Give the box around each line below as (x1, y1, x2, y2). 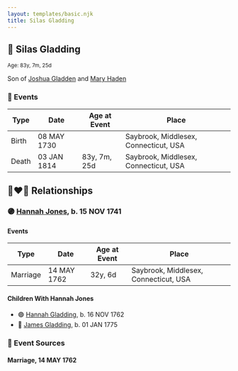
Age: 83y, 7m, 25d (7, 62, 52, 70)
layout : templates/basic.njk (7, 10, 93, 18)
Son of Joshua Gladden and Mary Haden (7, 74, 127, 83)
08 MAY (38, 131, 65, 141)
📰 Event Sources (7, 338, 65, 348)
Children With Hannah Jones (7, 294, 94, 302)
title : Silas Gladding (7, 17, 74, 24)
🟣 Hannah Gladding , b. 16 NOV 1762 (17, 310, 125, 319)
